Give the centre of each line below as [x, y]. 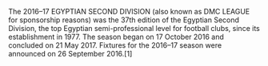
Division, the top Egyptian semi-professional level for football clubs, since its [134, 28]
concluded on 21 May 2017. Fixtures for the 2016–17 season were [115, 45]
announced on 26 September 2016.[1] [70, 54]
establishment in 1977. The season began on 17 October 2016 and [116, 37]
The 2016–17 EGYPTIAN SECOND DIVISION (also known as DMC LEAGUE [129, 12]
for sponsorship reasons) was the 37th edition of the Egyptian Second [124, 20]
